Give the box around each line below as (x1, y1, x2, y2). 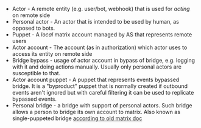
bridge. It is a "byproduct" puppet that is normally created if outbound (12, 83, 188, 90)
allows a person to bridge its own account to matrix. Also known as (12, 109, 181, 115)
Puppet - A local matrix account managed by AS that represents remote (12, 31, 192, 38)
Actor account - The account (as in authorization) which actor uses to (12, 44, 188, 51)
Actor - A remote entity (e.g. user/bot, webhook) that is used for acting (12, 5, 190, 12)
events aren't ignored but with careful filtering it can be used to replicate (12, 89, 194, 96)
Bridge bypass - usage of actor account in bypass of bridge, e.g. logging (12, 57, 195, 64)
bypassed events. (12, 95, 57, 103)
